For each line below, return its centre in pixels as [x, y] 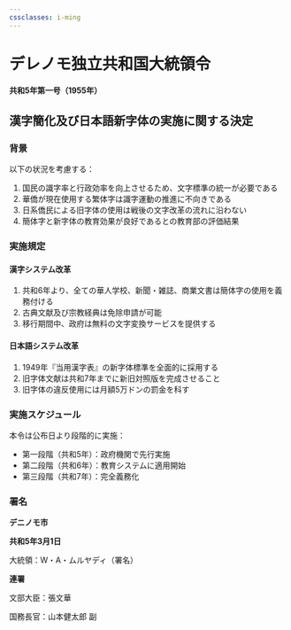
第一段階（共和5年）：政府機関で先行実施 [96, 454]
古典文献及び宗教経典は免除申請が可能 [92, 313]
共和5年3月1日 [35, 541]
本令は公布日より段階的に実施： [67, 435]
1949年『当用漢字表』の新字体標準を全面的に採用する [120, 367]
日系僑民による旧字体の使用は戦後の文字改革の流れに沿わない [134, 210]
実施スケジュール [45, 415]
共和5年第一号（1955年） [56, 90]
